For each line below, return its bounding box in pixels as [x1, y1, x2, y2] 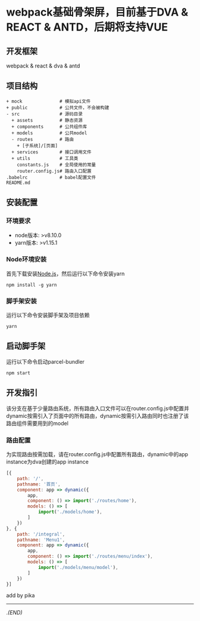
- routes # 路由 [11, 136, 74, 142]
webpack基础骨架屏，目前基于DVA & [6, 5, 189, 19]
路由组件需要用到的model [6, 419, 68, 427]
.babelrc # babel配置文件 [6, 174, 96, 180]
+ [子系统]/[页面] [17, 143, 58, 149]
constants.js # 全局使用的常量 [17, 162, 96, 168]
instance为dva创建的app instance [6, 458, 89, 466]
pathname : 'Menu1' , [17, 537, 65, 543]
